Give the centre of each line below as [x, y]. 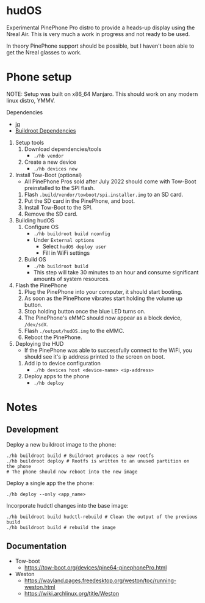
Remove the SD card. [51, 214]
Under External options [64, 239]
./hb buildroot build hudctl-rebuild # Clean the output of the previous [102, 517]
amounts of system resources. [72, 279]
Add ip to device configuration [62, 363]
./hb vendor [49, 156]
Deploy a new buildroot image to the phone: [61, 444]
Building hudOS [35, 220]
